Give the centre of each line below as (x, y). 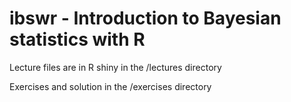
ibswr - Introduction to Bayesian (145, 18)
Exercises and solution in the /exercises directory (110, 86)
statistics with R (77, 39)
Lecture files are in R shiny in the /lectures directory (115, 67)
